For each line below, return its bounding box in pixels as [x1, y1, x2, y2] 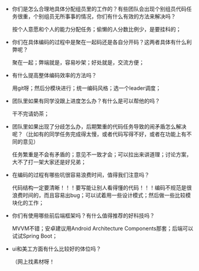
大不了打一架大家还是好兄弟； [11, 159, 86, 165]
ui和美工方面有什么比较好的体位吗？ [11, 245, 101, 252]
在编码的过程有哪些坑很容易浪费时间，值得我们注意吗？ [11, 171, 150, 178]
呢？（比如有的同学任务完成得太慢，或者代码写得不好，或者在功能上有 [11, 130, 187, 138]
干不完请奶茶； [11, 110, 49, 117]
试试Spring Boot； [11, 232, 58, 240]
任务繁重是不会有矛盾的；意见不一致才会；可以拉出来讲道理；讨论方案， [11, 151, 192, 158]
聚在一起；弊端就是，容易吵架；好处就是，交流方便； [11, 59, 145, 66]
